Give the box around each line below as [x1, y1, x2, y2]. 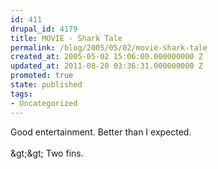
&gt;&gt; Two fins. [10, 147, 84, 159]
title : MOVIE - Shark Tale [10, 33, 123, 43]
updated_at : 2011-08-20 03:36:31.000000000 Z [10, 61, 203, 71]
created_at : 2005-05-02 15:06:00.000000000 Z [10, 52, 203, 62]
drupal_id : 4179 [10, 24, 78, 34]
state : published [10, 80, 83, 90]
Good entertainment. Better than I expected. [10, 126, 192, 138]
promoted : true [10, 71, 74, 81]
